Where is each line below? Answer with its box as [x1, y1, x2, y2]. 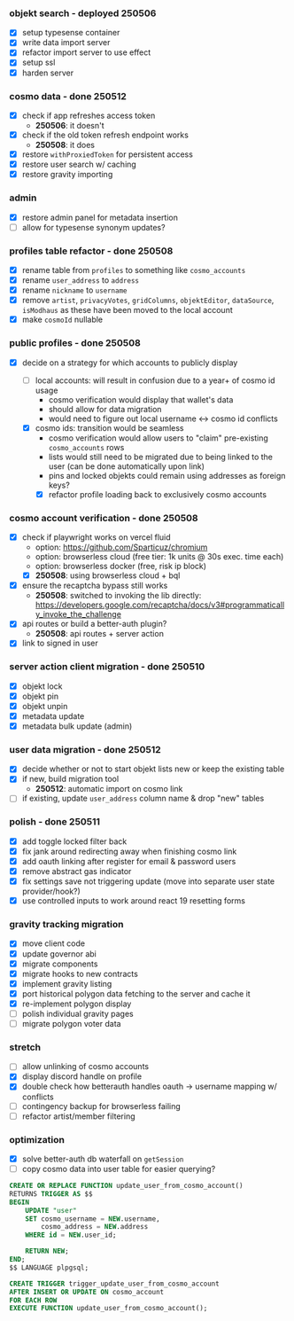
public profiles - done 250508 [9, 337, 142, 349]
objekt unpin [21, 700, 68, 711]
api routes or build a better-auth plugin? [21, 619, 167, 629]
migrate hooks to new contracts [21, 968, 139, 979]
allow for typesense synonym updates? [21, 222, 166, 232]
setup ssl [21, 57, 56, 68]
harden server [21, 67, 73, 78]
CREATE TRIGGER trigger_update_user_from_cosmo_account [9, 1279, 220, 1288]
